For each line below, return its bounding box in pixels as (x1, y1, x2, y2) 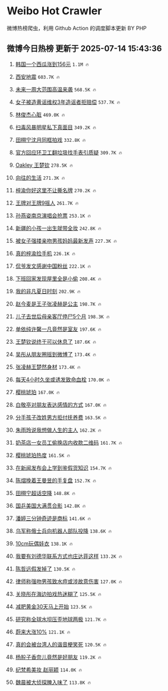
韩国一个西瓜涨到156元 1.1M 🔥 (15, 61, 89, 68)
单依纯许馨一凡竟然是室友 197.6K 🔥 (15, 325, 102, 332)
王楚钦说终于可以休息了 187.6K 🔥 (15, 338, 97, 345)
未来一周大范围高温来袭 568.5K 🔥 (15, 85, 97, 93)
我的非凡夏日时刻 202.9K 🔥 (15, 287, 81, 294)
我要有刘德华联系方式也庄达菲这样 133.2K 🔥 (15, 552, 122, 559)
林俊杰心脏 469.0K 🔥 (15, 111, 65, 118)
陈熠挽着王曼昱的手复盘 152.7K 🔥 (15, 477, 97, 484)
